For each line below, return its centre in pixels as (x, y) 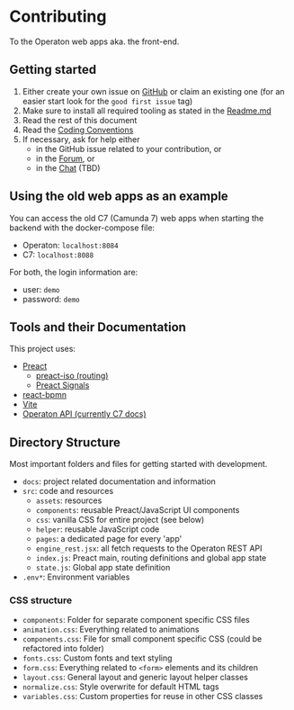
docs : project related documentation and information (119, 481)
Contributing (58, 17)
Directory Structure (65, 442)
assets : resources (69, 500)
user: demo (41, 289)
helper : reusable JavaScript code (98, 529)
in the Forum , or (65, 158)
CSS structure (41, 600)
